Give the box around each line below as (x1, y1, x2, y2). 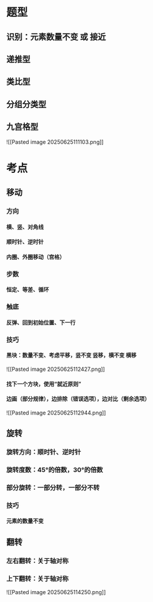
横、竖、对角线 (6, 223, 44, 231)
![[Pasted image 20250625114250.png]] (6, 589, 106, 596)
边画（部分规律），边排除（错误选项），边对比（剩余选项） (6, 395, 150, 402)
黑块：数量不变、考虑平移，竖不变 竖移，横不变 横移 (6, 351, 137, 359)
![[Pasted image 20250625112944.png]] (6, 409, 106, 416)
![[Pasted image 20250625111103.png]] (6, 138, 104, 146)
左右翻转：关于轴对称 (6, 556, 69, 565)
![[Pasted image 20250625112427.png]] (6, 365, 105, 373)
